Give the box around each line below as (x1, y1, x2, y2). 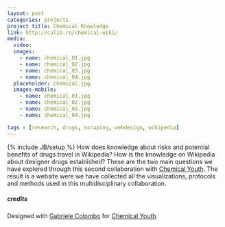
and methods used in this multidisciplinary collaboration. (7, 179, 167, 187)
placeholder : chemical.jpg (13, 80, 91, 87)
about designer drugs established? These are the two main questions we (7, 157, 213, 165)
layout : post (7, 10, 45, 17)
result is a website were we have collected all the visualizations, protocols (7, 172, 216, 180)
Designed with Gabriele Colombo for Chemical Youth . (7, 212, 158, 220)
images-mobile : (13, 86, 57, 93)
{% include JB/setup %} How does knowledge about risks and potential (7, 143, 210, 151)
